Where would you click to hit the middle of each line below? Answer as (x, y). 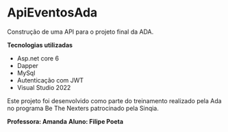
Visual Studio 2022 (44, 87)
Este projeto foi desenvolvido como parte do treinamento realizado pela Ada (114, 100)
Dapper (28, 65)
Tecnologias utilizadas (40, 45)
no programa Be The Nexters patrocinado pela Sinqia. (83, 108)
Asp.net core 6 (38, 58)
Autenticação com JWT (50, 80)
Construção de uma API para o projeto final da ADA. (80, 32)
